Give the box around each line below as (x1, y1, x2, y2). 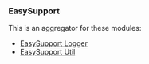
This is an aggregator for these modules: (8, 24, 142, 33)
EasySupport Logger (19, 39, 88, 48)
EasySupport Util (19, 47, 76, 57)
